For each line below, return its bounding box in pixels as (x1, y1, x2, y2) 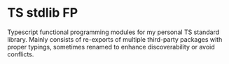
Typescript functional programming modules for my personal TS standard (7, 28, 220, 36)
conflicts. (7, 50, 34, 58)
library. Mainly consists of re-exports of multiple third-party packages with (7, 35, 223, 43)
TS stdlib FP (7, 5, 78, 21)
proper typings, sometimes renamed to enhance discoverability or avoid (7, 42, 215, 51)
